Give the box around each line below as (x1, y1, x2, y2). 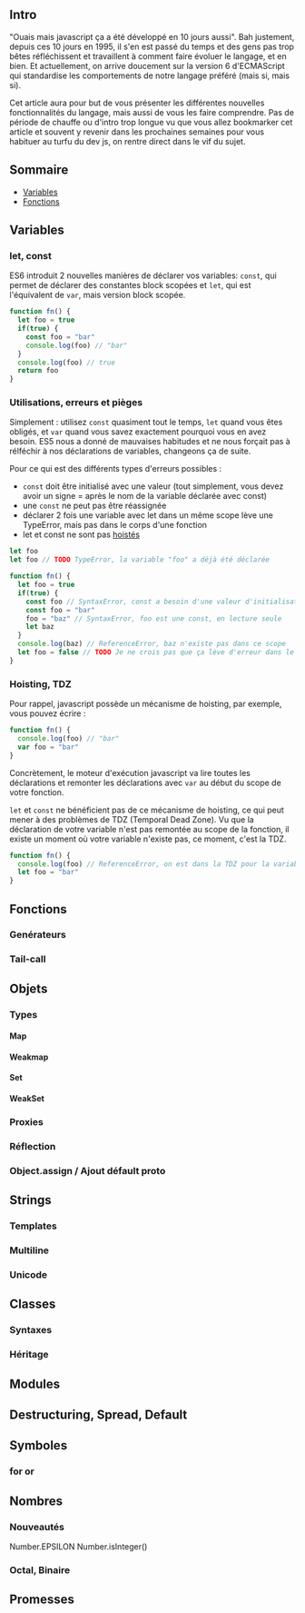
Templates (9, 1220, 57, 1232)
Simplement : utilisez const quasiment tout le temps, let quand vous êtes (9, 417, 283, 428)
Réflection (9, 1140, 56, 1152)
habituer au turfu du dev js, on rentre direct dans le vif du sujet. (9, 135, 246, 146)
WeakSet (9, 1093, 45, 1104)
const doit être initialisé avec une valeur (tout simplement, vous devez (22, 481, 284, 492)
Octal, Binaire (9, 1563, 71, 1576)
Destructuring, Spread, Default (9, 1408, 188, 1423)
